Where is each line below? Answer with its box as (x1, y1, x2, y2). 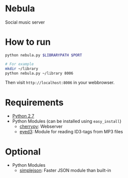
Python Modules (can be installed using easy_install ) (12, 119, 122, 124)
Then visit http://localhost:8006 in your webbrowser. (5, 80, 115, 86)
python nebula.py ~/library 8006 (5, 71, 74, 76)
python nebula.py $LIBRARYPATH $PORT (5, 53, 82, 58)
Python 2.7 (12, 113, 34, 119)
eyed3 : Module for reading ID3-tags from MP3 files (19, 129, 124, 135)
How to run (5, 36, 51, 48)
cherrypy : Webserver (19, 123, 63, 129)
